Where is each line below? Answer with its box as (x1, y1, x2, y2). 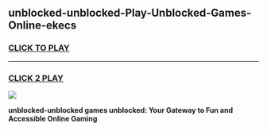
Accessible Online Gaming (8, 114, 98, 123)
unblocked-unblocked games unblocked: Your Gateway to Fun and (8, 105, 233, 114)
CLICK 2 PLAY (8, 72, 64, 83)
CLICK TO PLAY (8, 43, 70, 54)
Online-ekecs (8, 19, 77, 33)
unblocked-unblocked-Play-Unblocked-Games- (8, 6, 252, 20)
